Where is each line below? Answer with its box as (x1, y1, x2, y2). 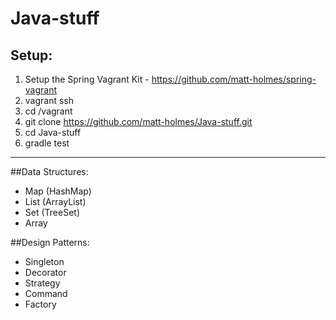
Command (24, 288, 68, 299)
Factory (24, 298, 57, 310)
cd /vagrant (24, 105, 73, 117)
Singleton (24, 256, 65, 267)
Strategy (24, 277, 61, 289)
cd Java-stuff (24, 127, 82, 138)
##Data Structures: (10, 166, 89, 177)
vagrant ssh (24, 95, 75, 106)
